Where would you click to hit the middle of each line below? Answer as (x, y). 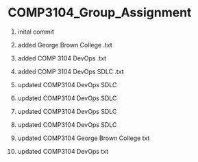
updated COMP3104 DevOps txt (63, 151)
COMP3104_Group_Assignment (100, 13)
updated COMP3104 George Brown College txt (84, 138)
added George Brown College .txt (65, 45)
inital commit (36, 32)
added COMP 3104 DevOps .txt (62, 58)
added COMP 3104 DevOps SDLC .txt (71, 71)
